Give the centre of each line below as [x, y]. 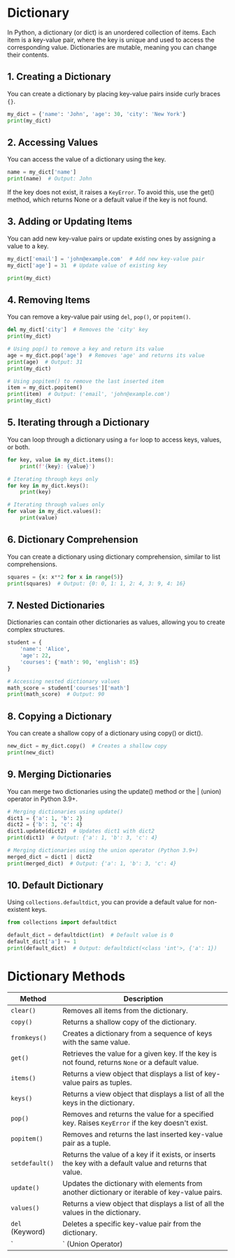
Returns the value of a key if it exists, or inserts [139, 1154]
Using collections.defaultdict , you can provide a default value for [105, 902]
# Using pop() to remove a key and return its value [86, 349]
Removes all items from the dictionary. [126, 1010]
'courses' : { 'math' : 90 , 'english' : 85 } [79, 662]
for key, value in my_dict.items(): [60, 460]
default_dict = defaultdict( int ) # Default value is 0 [90, 935]
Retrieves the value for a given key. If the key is [140, 1053]
